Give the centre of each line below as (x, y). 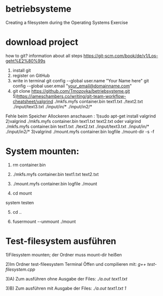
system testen (20, 202)
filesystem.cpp (20, 269)
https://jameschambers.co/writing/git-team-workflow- (71, 96)
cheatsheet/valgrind (33, 101)
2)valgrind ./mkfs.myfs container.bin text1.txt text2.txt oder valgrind (73, 121)
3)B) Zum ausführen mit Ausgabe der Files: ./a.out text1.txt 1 (66, 288)
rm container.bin (29, 165)
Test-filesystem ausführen (61, 241)
